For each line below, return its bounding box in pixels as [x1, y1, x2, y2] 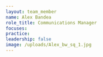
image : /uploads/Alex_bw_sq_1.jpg [5, 42, 92, 48]
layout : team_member [5, 8, 57, 15]
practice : [5, 31, 31, 37]
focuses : [5, 25, 28, 31]
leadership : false [5, 36, 51, 42]
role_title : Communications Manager [5, 20, 97, 26]
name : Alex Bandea [5, 14, 51, 20]
